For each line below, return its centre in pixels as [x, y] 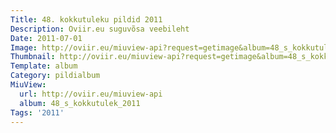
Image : [24, 47]
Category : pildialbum [55, 76]
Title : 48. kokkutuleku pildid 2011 [86, 19]
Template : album [44, 66]
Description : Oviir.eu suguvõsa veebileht [100, 29]
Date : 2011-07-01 [46, 38]
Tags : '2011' [37, 112]
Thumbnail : [33, 57]
